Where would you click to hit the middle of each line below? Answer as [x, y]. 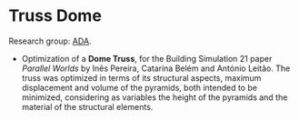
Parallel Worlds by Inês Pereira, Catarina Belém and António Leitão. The [156, 68]
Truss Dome [55, 16]
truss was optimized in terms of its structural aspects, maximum [141, 77]
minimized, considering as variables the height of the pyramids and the [154, 97]
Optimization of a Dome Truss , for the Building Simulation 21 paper [147, 58]
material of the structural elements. [87, 106]
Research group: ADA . [50, 41]
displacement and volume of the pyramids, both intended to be [140, 87]
